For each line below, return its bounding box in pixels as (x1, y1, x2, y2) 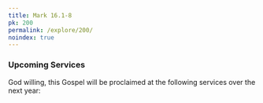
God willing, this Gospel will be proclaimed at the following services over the (8, 77, 256, 86)
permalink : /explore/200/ (8, 26, 93, 34)
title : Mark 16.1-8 (8, 11, 72, 20)
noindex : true (8, 33, 55, 42)
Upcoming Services (8, 60, 85, 71)
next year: (8, 86, 41, 95)
